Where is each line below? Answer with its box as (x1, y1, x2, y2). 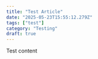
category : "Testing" (6, 25, 58, 32)
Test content (6, 47, 38, 54)
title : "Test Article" (6, 8, 63, 15)
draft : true (6, 31, 36, 37)
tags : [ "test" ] (6, 20, 44, 26)
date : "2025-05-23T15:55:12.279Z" (6, 14, 93, 20)
